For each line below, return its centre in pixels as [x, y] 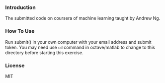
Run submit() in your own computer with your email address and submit [78, 42]
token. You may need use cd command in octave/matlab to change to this [80, 47]
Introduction [20, 7]
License [15, 65]
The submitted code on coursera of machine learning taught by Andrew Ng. [83, 18]
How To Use [20, 31]
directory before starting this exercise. [44, 52]
